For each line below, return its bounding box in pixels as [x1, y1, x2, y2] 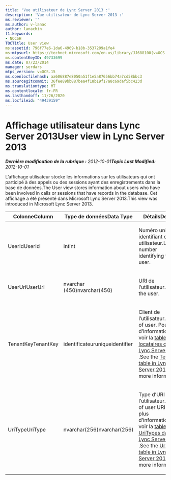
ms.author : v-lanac [5, 21, 47, 27]
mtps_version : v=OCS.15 [5, 70, 56, 75]
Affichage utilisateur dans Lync [5, 120, 140, 131]
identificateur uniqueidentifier [63, 340, 133, 348]
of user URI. [138, 404, 167, 411]
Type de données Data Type [64, 213, 133, 220]
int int [63, 243, 75, 250]
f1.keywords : [5, 31, 33, 36]
